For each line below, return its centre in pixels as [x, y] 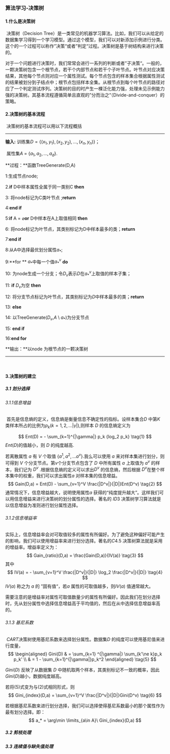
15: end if [15, 328]
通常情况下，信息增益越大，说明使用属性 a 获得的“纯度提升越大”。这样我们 [82, 493]
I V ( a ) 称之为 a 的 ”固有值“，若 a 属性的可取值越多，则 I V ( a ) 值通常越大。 [79, 586]
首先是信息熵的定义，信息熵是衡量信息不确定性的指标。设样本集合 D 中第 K [83, 419]
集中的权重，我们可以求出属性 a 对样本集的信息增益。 [65, 476]
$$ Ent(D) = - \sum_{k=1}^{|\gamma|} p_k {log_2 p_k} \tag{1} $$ [85, 437]
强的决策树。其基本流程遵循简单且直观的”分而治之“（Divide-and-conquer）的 [85, 95]
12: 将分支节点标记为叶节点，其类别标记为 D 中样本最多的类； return [75, 297]
